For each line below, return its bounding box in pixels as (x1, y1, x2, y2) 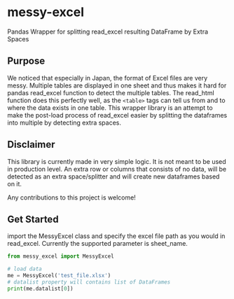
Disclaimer (7, 139, 55, 151)
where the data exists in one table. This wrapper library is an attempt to (7, 103, 213, 112)
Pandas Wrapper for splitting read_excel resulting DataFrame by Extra (7, 27, 209, 36)
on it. (7, 179, 22, 188)
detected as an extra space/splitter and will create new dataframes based (7, 172, 220, 181)
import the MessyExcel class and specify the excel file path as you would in (7, 232, 226, 240)
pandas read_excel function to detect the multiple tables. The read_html (7, 88, 215, 97)
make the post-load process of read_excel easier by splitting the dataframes (7, 111, 228, 119)
